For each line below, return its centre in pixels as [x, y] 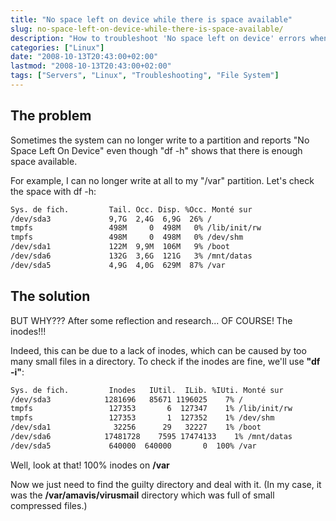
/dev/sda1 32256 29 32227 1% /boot [136, 427]
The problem [51, 116]
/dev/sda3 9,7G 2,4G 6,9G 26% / [111, 219]
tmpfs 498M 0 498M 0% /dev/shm [127, 237]
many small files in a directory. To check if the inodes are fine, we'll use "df [165, 361]
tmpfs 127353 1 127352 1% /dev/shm [142, 418]
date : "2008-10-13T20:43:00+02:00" [84, 57]
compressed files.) [49, 505]
